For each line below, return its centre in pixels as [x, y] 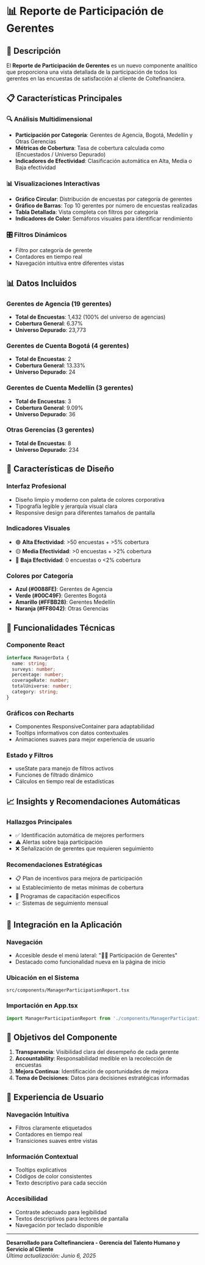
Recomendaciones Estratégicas [54, 865]
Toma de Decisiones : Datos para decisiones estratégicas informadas [102, 1078]
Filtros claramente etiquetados [54, 1128]
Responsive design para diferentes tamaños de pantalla [85, 512]
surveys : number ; [34, 669]
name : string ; [30, 663]
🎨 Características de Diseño [60, 469]
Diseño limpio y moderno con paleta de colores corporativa [90, 499]
